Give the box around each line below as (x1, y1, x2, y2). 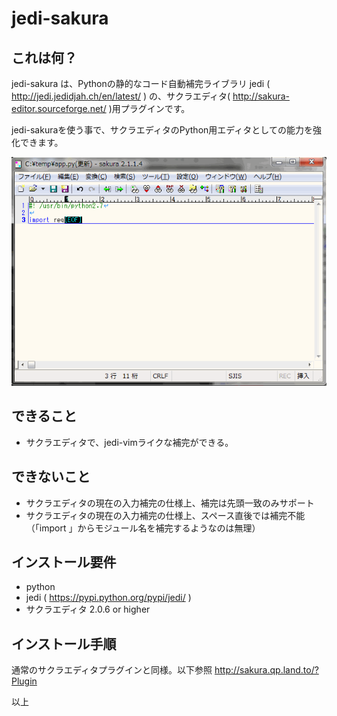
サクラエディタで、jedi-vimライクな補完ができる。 (25, 436, 234, 448)
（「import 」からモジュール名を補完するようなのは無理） (25, 522, 261, 534)
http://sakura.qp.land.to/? (214, 664, 319, 676)
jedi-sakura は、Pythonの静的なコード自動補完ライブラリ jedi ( (11, 78, 271, 89)
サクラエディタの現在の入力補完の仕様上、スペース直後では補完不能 (25, 509, 306, 521)
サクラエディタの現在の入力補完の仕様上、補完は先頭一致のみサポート (25, 497, 315, 509)
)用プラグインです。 (108, 103, 191, 114)
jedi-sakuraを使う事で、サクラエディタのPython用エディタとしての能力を (11, 124, 313, 136)
